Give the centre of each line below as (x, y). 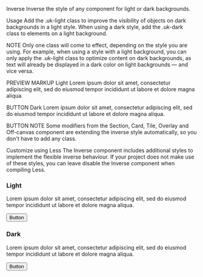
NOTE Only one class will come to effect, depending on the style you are (97, 45)
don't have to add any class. (42, 138)
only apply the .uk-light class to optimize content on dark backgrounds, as (99, 58)
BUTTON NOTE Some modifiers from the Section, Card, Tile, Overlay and (98, 126)
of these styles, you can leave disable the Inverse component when (91, 163)
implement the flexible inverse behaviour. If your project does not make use (100, 157)
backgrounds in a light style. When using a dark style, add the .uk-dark (95, 27)
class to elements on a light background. (57, 33)
